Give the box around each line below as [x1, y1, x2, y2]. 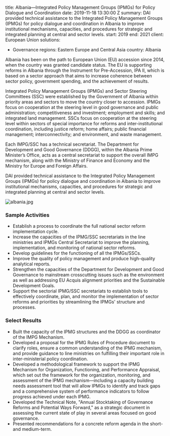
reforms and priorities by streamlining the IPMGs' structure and [12, 299, 145, 305]
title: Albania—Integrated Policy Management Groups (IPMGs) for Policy [5, 5, 156, 10]
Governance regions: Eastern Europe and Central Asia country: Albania [12, 47, 161, 52]
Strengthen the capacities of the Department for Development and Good [12, 266, 164, 272]
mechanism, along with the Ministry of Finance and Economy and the [5, 157, 150, 163]
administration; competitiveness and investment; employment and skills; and [5, 110, 165, 116]
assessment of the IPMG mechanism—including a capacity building [12, 377, 154, 384]
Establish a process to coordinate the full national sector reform [12, 223, 146, 229]
